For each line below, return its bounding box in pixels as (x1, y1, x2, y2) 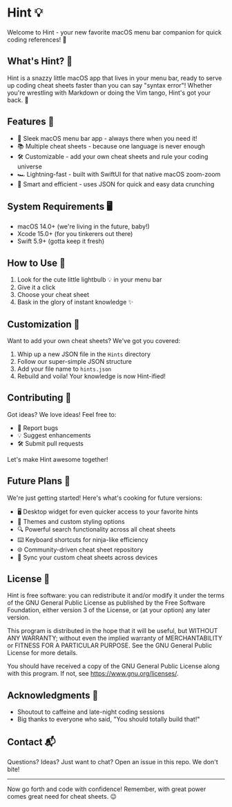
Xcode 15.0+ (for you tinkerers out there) (17, 230, 133, 238)
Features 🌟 (7, 116, 55, 128)
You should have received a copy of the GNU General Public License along (7, 662, 220, 670)
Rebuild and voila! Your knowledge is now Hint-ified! (17, 372, 166, 380)
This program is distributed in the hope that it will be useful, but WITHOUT (7, 627, 218, 635)
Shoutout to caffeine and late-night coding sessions (17, 708, 165, 716)
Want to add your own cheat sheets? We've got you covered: (7, 337, 181, 344)
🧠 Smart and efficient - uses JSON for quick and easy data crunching (17, 179, 215, 188)
